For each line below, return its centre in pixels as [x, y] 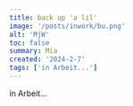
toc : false [29, 43]
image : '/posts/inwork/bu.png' [67, 26]
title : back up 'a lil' [54, 18]
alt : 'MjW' [29, 34]
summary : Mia [33, 51]
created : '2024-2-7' [48, 59]
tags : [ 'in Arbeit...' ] [54, 68]
